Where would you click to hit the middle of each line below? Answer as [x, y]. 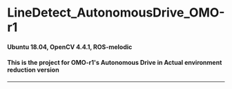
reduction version [33, 70]
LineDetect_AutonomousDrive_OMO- [116, 13]
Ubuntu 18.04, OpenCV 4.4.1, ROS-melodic [70, 47]
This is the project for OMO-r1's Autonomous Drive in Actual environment [115, 63]
